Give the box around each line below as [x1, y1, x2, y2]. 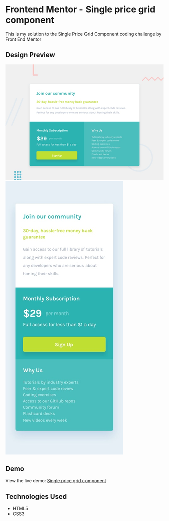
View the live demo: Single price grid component [5, 478, 107, 484]
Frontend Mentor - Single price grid [5, 4, 156, 15]
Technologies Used [5, 492, 67, 501]
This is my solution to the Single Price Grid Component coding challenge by [5, 31, 162, 37]
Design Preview [5, 51, 55, 59]
